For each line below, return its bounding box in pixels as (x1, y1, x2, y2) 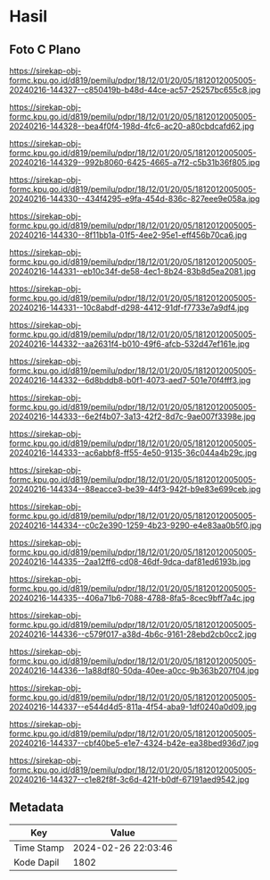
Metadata (9, 800, 64, 815)
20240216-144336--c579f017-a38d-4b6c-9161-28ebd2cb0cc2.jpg (9, 629, 257, 640)
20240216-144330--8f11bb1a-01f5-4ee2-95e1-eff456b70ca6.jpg (9, 230, 248, 240)
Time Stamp (13, 842, 65, 854)
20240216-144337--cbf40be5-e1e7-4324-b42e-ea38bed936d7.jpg (9, 738, 259, 748)
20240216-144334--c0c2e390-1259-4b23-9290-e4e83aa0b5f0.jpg (9, 520, 262, 531)
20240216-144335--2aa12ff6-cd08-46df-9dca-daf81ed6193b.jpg (9, 557, 251, 566)
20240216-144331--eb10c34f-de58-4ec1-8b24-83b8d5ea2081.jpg (9, 266, 257, 276)
